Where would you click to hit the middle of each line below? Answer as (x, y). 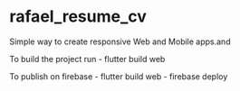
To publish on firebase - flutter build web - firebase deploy (119, 76)
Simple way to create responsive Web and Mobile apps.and (120, 41)
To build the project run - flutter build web (87, 59)
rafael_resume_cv (78, 17)
